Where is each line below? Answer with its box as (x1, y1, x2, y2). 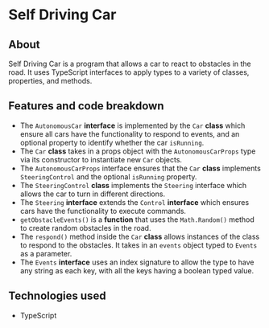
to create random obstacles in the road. (19, 223, 151, 232)
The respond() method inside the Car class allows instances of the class (19, 232, 260, 241)
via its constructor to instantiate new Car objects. (19, 154, 183, 164)
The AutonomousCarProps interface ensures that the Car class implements (19, 163, 262, 173)
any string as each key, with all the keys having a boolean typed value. (19, 265, 255, 275)
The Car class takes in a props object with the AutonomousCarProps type (19, 146, 256, 156)
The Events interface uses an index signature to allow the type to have (19, 257, 255, 267)
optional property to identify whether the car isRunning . (19, 137, 205, 147)
